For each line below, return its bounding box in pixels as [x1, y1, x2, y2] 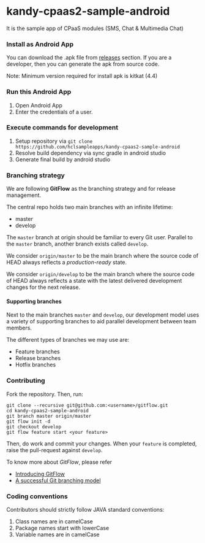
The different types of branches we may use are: [6, 336, 130, 344]
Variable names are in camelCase [15, 531, 100, 538]
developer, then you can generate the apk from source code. [6, 60, 160, 68]
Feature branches [15, 348, 60, 355]
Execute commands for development [6, 123, 119, 132]
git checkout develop [6, 423, 62, 430]
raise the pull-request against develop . [6, 446, 103, 453]
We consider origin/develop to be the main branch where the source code [6, 271, 195, 278]
